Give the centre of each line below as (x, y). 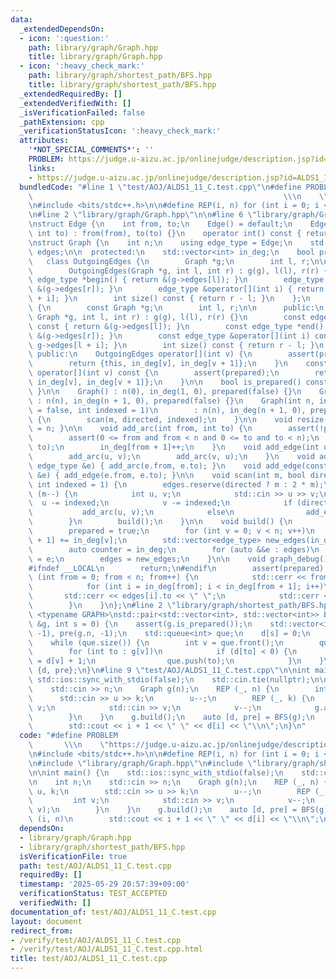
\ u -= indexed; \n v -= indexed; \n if (160, 503)
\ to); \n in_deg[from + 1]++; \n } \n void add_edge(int (174, 447)
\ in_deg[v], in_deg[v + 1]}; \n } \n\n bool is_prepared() (165, 382)
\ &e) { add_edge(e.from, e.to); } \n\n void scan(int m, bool (167, 475)
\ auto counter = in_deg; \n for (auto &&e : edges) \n (174, 549)
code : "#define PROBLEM (68, 736)
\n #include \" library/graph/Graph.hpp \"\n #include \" (142, 763)
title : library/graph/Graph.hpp (95, 57)
